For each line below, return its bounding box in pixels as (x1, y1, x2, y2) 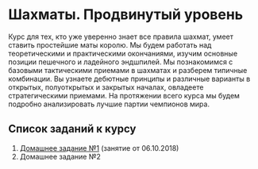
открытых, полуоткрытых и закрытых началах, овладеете (8, 82, 204, 92)
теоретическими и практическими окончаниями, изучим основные (8, 48, 238, 58)
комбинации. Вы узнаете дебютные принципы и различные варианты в (8, 74, 251, 83)
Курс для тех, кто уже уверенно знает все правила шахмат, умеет (8, 32, 234, 41)
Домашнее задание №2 (19, 152, 101, 161)
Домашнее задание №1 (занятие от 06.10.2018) (19, 143, 179, 152)
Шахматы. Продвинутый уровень (8, 6, 244, 24)
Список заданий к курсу (8, 122, 137, 136)
